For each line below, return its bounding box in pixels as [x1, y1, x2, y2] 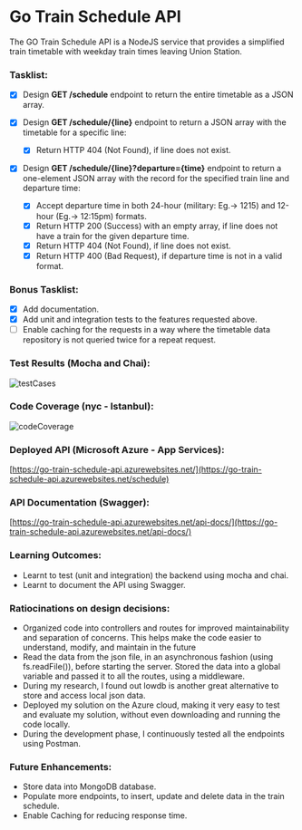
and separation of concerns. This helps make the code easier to [22, 632, 262, 642]
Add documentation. [22, 304, 100, 314]
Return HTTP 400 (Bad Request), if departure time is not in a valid [35, 250, 283, 261]
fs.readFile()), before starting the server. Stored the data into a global [22, 661, 281, 671]
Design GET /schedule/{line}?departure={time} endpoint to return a [22, 163, 282, 174]
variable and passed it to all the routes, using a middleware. [22, 671, 246, 681]
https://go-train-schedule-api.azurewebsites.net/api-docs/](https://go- [12, 516, 278, 527]
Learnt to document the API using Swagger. [22, 579, 186, 590]
